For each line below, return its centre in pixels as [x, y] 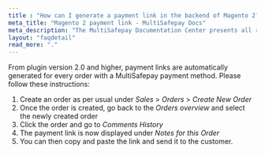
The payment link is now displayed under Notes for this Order [119, 133]
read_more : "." [33, 45]
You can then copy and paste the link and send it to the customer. [126, 141]
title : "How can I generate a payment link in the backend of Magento [128, 15]
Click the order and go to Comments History [91, 125]
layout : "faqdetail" [42, 38]
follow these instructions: [49, 85]
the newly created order [59, 116]
